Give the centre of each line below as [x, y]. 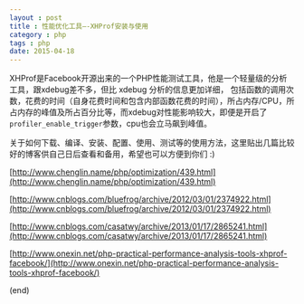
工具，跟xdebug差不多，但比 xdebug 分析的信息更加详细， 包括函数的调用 [148, 90]
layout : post [36, 18]
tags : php [30, 43]
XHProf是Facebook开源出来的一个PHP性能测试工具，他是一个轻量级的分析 [148, 79]
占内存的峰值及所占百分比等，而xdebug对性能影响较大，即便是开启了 [138, 112]
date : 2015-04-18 [42, 52]
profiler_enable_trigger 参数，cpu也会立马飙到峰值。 [111, 124]
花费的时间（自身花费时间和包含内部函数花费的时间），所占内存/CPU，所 [160, 101]
